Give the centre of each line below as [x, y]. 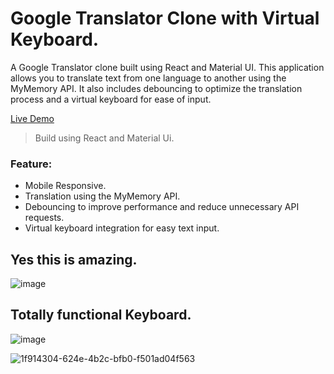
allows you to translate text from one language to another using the [148, 78]
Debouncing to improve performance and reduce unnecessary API [162, 207]
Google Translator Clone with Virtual [165, 18]
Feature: [31, 164]
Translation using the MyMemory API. [102, 196]
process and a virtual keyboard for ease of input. [111, 99]
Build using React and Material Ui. [104, 138]
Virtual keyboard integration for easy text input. [122, 228]
